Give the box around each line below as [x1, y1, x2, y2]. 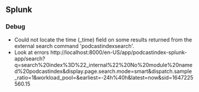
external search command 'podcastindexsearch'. [14, 42, 135, 49]
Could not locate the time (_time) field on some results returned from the [14, 36, 192, 43]
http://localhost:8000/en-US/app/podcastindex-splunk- [50, 49, 187, 56]
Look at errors [14, 49, 49, 56]
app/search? [14, 55, 45, 62]
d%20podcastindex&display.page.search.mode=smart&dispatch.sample [14, 68, 192, 75]
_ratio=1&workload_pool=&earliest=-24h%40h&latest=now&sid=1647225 [14, 74, 194, 81]
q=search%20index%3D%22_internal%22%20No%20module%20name [14, 61, 193, 68]
